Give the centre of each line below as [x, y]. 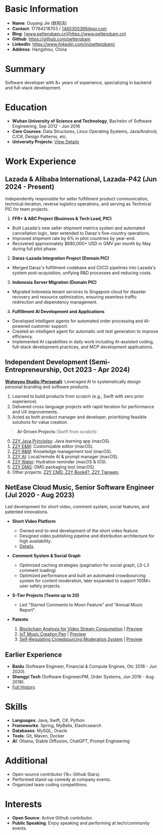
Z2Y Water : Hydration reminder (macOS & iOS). [59, 461]
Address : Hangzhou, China [39, 49]
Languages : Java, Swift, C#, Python [48, 720]
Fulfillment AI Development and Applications [58, 311]
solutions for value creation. [40, 422]
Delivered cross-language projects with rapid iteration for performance [83, 406]
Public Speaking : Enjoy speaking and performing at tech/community [81, 823]
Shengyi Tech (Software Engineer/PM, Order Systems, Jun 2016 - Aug [83, 677]
